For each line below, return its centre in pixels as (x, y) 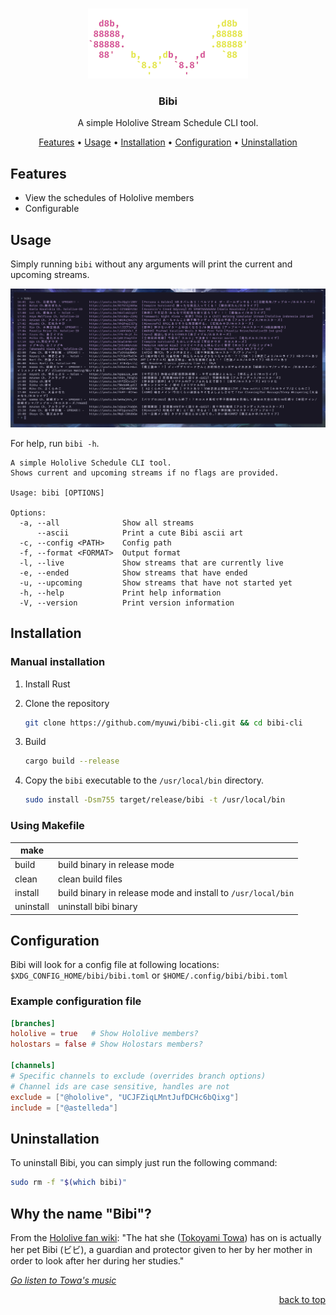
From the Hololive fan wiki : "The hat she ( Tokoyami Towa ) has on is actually (166, 1237)
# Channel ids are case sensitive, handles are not (120, 1086)
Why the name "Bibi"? (81, 1213)
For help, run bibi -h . (55, 443)
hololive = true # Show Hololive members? (104, 1034)
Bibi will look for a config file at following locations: (115, 965)
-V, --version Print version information (127, 603)
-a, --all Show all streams (107, 523)
